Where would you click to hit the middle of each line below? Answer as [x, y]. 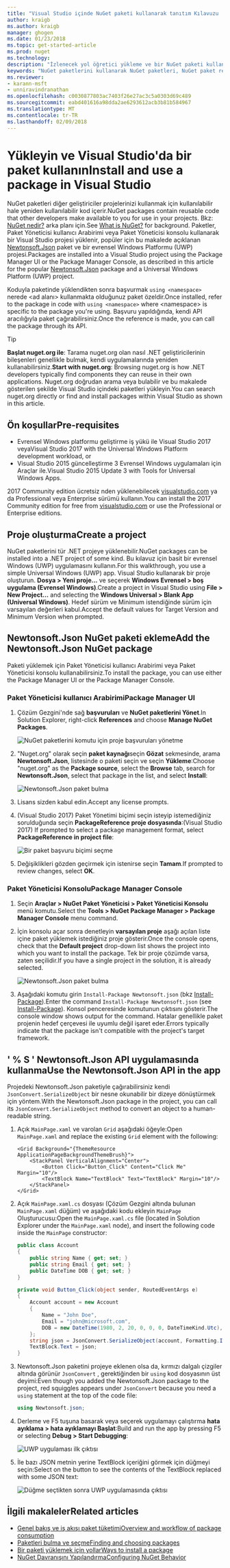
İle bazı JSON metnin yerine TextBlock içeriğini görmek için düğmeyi [113, 1463]
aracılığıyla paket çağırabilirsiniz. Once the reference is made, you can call [111, 319]
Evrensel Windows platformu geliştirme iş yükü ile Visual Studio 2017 [114, 442]
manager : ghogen [30, 33]
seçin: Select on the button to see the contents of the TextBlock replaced [119, 1469]
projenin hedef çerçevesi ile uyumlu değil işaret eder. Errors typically [113, 1023]
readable [20, 1116]
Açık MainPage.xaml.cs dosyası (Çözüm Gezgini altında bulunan [106, 1204]
